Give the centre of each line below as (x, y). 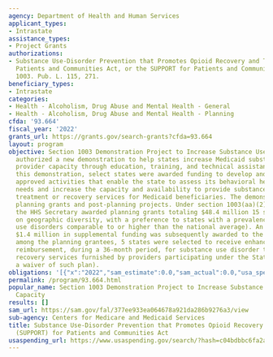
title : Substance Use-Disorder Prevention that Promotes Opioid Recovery (136, 325)
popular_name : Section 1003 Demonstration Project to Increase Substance (136, 288)
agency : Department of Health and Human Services (94, 16)
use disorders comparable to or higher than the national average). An (140, 227)
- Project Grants (38, 46)
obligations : (30, 273)
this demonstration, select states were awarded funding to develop (134, 174)
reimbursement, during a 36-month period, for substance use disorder (138, 250)
